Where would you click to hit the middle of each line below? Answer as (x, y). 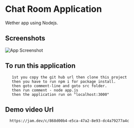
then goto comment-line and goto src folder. (59, 86)
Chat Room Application (54, 9)
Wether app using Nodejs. (32, 23)
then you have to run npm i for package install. (64, 82)
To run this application (40, 66)
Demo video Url (29, 109)
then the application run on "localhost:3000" (61, 94)
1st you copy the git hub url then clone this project (69, 77)
